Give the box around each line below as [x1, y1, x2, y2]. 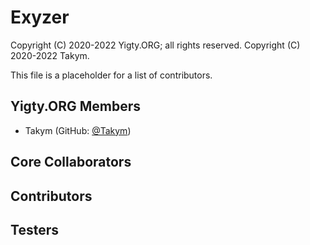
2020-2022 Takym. [10, 49, 90, 61]
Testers [10, 221, 59, 238]
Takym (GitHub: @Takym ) [24, 124, 132, 136]
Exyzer [10, 6, 70, 29]
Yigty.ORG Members [10, 98, 141, 115]
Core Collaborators [10, 154, 132, 171]
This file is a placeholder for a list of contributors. [10, 69, 213, 81]
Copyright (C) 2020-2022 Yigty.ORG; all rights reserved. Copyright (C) [10, 39, 301, 51]
